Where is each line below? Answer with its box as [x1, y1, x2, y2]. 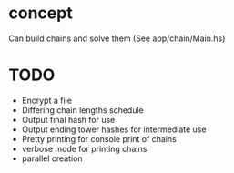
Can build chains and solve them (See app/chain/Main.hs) [8, 33, 226, 44]
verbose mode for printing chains [21, 143, 148, 154]
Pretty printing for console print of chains [21, 133, 177, 144]
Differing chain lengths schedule [21, 104, 145, 116]
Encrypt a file [21, 95, 72, 106]
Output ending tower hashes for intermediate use [21, 124, 207, 135]
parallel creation [21, 153, 83, 164]
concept [8, 3, 74, 24]
